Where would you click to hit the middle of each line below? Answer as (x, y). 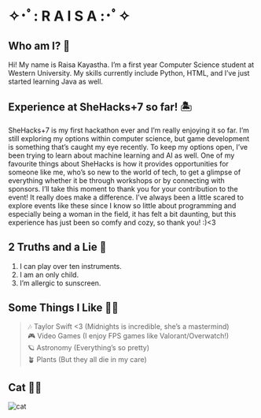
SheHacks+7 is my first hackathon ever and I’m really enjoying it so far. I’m (129, 130)
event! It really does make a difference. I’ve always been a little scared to (126, 197)
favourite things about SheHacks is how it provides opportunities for (119, 163)
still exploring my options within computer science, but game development (129, 138)
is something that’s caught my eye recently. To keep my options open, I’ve (128, 147)
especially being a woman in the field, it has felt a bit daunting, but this (122, 214)
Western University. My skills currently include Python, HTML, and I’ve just (129, 73)
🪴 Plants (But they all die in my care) (87, 360)
